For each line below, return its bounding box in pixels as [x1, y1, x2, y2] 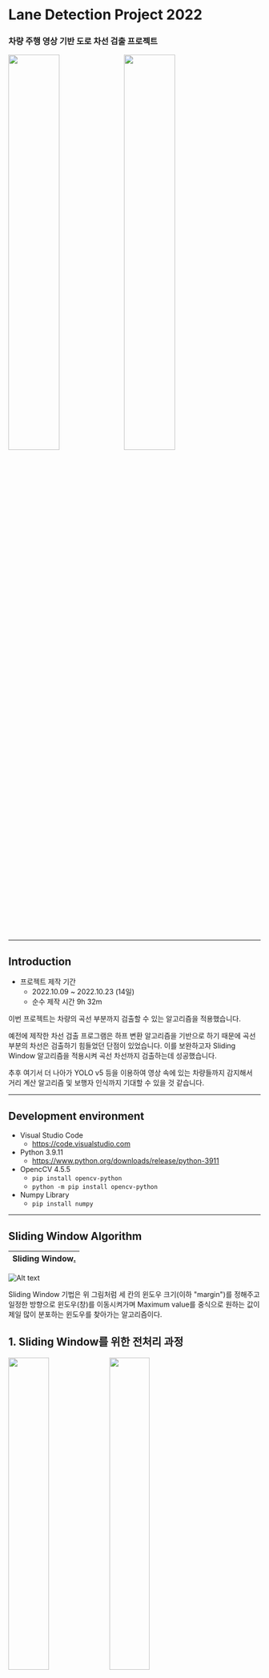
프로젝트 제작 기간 [19, 977, 76, 986]
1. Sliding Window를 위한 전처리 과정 [8, 1335, 184, 1349]
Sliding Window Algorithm [8, 1229, 143, 1242]
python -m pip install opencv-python [31, 1183, 159, 1191]
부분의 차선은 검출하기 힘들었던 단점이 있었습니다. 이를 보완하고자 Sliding [8, 1041, 236, 1050]
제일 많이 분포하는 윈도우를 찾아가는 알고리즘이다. [8, 1309, 163, 1319]
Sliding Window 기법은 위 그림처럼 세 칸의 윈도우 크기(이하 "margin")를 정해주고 [8, 1289, 260, 1299]
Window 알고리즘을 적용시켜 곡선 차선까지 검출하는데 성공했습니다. [8, 1051, 218, 1061]
